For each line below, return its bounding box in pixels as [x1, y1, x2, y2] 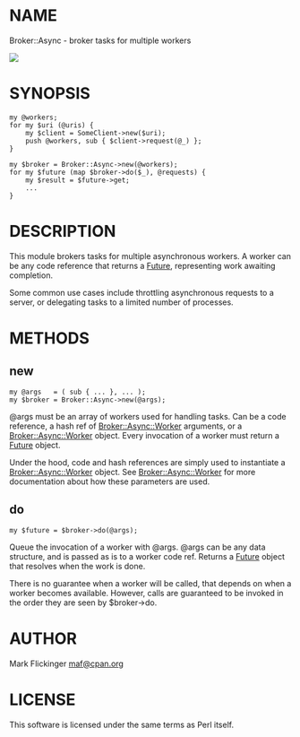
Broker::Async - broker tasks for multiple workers [9, 35, 192, 46]
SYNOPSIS [9, 83, 91, 104]
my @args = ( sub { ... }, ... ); [9, 387, 146, 396]
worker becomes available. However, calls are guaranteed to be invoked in [9, 587, 284, 598]
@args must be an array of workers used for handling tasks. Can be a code [9, 411, 287, 421]
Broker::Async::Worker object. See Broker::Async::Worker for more [9, 466, 256, 477]
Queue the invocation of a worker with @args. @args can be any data [9, 542, 266, 552]
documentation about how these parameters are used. [9, 476, 210, 487]
